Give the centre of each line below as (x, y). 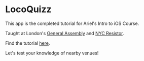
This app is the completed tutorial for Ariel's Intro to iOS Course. (72, 23)
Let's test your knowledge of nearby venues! (52, 53)
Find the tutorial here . (28, 43)
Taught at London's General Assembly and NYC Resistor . (65, 33)
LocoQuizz (28, 9)
